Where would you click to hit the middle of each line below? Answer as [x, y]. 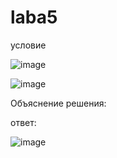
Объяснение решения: [58, 103]
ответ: [23, 122]
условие [28, 45]
